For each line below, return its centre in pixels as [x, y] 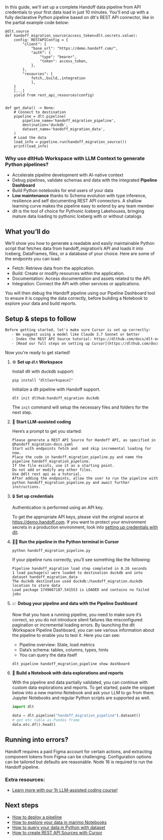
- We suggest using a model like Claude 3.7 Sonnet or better [75, 334]
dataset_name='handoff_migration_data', [64, 129]
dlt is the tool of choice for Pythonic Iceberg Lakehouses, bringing [78, 211]
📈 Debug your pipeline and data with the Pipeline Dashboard [74, 603]
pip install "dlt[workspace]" [43, 380]
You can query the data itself [48, 655]
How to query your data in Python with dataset [58, 827]
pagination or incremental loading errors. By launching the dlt [73, 625]
